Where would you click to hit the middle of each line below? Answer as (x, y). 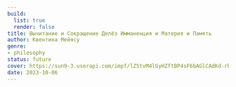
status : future (29, 60)
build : (17, 14)
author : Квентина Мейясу (44, 40)
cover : (17, 66)
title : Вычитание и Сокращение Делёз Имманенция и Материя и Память (110, 33)
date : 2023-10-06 (33, 72)
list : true (29, 20)
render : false (34, 27)
